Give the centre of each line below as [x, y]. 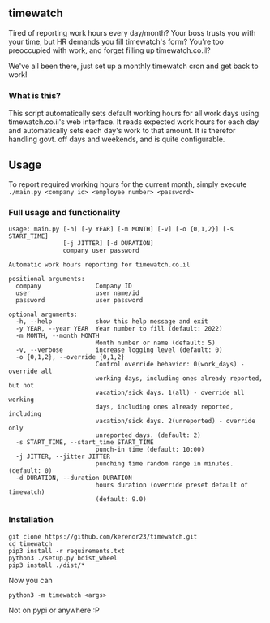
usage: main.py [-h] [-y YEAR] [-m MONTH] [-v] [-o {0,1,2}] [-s [121, 229]
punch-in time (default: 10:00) [150, 450]
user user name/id [77, 293]
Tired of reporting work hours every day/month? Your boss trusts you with [132, 32]
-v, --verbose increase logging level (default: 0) [119, 350]
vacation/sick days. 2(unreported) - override [175, 422]
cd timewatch [30, 543]
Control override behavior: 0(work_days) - [170, 365]
